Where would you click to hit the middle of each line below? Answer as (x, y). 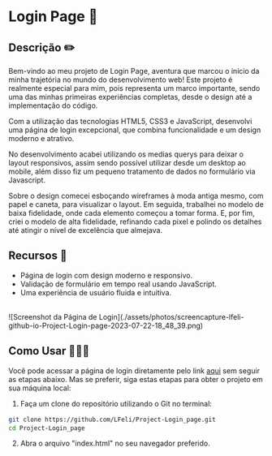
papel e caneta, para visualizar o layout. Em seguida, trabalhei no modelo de (136, 204)
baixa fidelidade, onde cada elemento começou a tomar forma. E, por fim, (132, 213)
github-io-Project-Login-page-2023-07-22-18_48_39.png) (106, 325)
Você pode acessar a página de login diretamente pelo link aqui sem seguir (134, 370)
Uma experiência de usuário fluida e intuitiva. (96, 292)
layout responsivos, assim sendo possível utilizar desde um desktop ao (127, 163)
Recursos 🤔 (38, 256)
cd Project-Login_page (47, 428)
